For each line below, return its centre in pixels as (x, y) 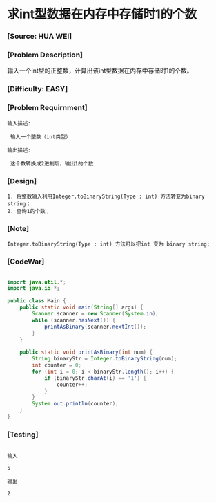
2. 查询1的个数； (29, 211)
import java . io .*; (33, 289)
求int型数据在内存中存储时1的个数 (102, 14)
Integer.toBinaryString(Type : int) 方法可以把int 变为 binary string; (109, 244)
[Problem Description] (45, 55)
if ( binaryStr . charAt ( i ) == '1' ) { (95, 378)
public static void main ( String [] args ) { (81, 308)
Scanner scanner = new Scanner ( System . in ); (95, 314)
